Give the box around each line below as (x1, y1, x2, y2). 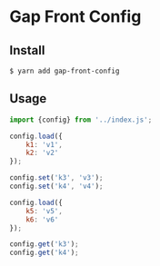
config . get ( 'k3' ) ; (9, 240, 79, 249)
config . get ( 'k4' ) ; (9, 248, 79, 258)
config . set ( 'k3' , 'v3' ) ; (9, 173, 104, 182)
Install (9, 43, 45, 58)
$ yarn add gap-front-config (9, 66, 120, 75)
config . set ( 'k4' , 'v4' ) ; (9, 182, 104, 192)
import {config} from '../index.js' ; (9, 115, 153, 124)
